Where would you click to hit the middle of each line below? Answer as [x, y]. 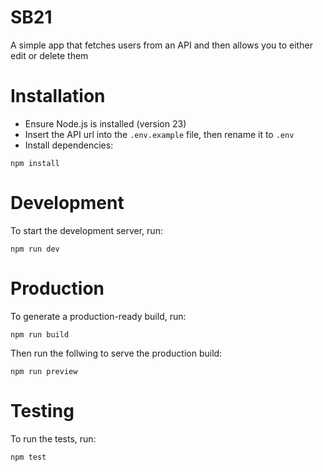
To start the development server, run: [86, 230]
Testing [42, 410]
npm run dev [35, 249]
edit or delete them [49, 55]
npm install [35, 163]
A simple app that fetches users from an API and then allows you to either [161, 45]
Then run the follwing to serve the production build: [116, 353]
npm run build [40, 334]
